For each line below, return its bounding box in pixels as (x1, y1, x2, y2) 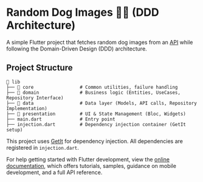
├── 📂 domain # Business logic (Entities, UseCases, (6, 89, 181, 96)
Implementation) (6, 105, 47, 111)
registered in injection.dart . (6, 144, 79, 151)
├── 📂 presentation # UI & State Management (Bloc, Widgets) (6, 111, 187, 117)
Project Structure (6, 63, 73, 73)
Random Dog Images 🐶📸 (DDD (6, 5, 159, 19)
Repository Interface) (6, 94, 64, 101)
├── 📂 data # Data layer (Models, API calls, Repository (6, 100, 198, 106)
